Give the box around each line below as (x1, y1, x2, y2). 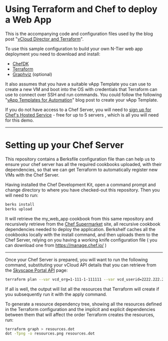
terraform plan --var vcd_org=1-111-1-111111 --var (5, 276, 115, 282)
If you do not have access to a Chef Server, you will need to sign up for (5, 106, 151, 112)
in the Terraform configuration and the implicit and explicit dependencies (5, 306, 155, 312)
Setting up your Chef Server (5, 139, 124, 151)
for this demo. (5, 117, 34, 123)
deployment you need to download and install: (5, 51, 100, 57)
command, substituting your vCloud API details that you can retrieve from (5, 261, 156, 268)
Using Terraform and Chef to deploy (5, 3, 157, 15)
